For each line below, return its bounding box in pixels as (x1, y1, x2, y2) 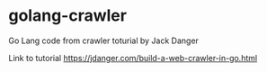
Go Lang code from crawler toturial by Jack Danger (8, 35, 200, 46)
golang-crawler (8, 5, 128, 26)
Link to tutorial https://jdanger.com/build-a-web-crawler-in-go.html (8, 52, 258, 63)
